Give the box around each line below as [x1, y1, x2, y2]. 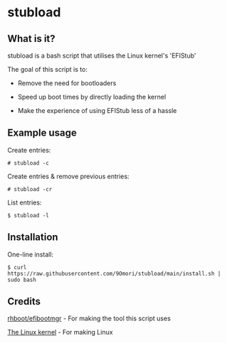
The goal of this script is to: [7, 65, 88, 73]
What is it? [7, 33, 56, 45]
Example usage [7, 127, 77, 139]
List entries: [7, 198, 42, 207]
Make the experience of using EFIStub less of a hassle [17, 107, 177, 114]
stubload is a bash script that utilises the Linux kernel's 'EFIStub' [7, 51, 197, 60]
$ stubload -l [7, 212, 50, 219]
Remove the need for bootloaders [17, 79, 117, 87]
